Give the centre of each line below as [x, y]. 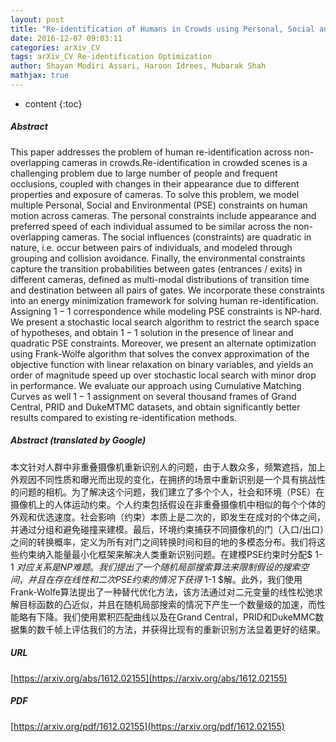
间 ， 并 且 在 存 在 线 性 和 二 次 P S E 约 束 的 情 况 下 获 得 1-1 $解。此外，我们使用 [156, 579]
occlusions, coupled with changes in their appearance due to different [155, 183]
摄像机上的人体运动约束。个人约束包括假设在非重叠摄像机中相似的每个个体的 [168, 504]
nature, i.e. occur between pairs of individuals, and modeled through [151, 247]
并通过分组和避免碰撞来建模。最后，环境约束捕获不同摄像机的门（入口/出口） [167, 529]
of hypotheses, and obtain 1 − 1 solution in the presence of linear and [152, 332]
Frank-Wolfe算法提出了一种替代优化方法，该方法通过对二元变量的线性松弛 [162, 592]
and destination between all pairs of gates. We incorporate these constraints [167, 290]
